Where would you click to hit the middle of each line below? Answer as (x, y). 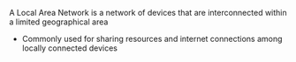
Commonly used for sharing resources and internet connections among (152, 39)
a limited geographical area (59, 22)
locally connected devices (69, 48)
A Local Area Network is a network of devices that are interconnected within (148, 13)
